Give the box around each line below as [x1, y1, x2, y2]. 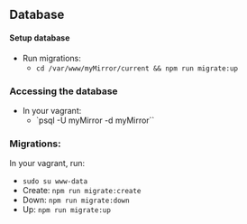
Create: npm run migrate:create [22, 185, 142, 196]
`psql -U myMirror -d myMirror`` [35, 115, 155, 126]
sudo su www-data [22, 177, 88, 186]
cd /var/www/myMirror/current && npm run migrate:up [35, 63, 239, 73]
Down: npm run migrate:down [22, 194, 130, 206]
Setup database [9, 32, 70, 43]
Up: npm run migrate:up [22, 204, 111, 215]
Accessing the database [9, 85, 119, 98]
